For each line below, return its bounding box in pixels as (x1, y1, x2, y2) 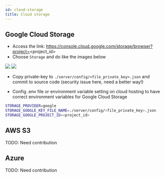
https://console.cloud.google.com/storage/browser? (46, 43, 153, 50)
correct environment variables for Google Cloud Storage (12, 94, 127, 100)
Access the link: (12, 43, 46, 50)
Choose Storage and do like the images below (12, 54, 106, 60)
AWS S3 (5, 126, 31, 135)
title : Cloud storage (5, 12, 50, 17)
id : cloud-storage (5, 7, 43, 12)
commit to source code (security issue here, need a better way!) (12, 79, 144, 85)
